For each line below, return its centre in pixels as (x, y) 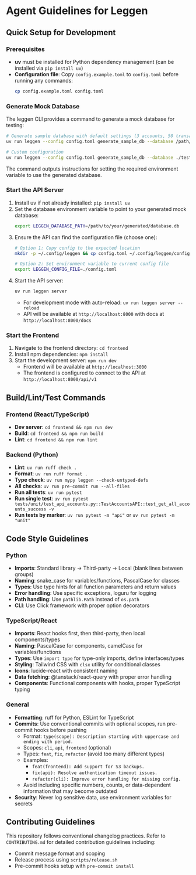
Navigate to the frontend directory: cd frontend (71, 348)
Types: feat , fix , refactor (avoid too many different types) (94, 754)
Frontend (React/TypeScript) (48, 414)
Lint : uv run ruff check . (45, 468)
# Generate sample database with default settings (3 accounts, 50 (90, 136)
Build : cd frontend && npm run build (59, 433)
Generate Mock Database (43, 106)
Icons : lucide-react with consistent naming (66, 671)
